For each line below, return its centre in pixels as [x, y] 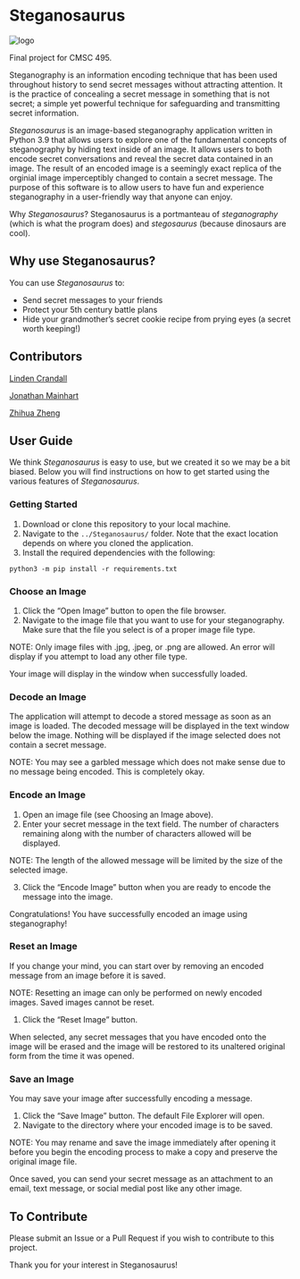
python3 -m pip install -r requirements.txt [93, 568]
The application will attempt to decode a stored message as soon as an [140, 717]
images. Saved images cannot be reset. [82, 1002]
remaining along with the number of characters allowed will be [137, 833]
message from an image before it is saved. [87, 975]
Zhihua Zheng [35, 413]
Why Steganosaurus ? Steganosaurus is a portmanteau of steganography [144, 214]
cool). [20, 232]
